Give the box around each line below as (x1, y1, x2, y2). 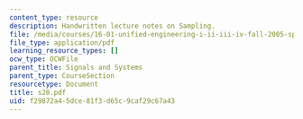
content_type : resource (9, 13, 99, 22)
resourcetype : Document (9, 80, 99, 89)
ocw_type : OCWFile (9, 55, 78, 64)
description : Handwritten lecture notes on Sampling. (9, 21, 216, 30)
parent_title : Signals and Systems (9, 64, 143, 72)
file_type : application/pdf (9, 38, 115, 47)
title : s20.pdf (9, 88, 67, 97)
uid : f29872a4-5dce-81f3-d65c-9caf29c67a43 (9, 96, 176, 106)
